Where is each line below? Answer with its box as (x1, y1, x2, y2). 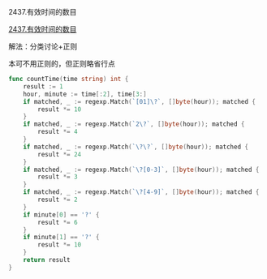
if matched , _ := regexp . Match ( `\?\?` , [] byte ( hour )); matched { (23, 143, 249, 151)
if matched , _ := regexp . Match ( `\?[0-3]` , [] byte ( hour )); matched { (23, 165, 260, 174)
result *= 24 (37, 150, 82, 158)
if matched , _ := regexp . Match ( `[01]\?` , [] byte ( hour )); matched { (23, 97, 256, 105)
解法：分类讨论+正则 (8, 41, 78, 51)
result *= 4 (37, 128, 79, 136)
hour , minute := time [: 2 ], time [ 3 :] (23, 90, 148, 98)
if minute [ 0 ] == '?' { (23, 210, 100, 219)
